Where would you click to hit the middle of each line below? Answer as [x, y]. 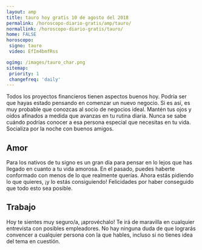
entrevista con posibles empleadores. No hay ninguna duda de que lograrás [101, 228]
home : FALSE [21, 35]
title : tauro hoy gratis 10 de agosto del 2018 [68, 18]
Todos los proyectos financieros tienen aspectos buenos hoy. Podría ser [96, 96]
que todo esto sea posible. [39, 188]
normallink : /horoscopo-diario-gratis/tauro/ [65, 29]
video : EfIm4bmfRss [34, 52]
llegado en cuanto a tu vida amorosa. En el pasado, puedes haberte [91, 169]
